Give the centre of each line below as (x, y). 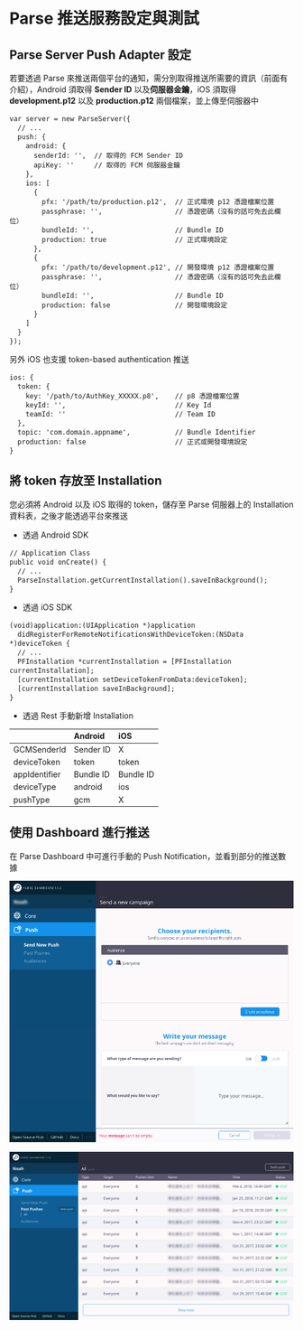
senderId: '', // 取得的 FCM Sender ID (108, 155)
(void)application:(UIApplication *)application (102, 625)
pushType (32, 800)
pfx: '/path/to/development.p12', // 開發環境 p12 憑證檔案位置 (158, 267)
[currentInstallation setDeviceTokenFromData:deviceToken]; (133, 679)
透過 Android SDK (55, 535)
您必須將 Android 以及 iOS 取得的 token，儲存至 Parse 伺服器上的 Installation (151, 504)
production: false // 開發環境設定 (135, 305)
